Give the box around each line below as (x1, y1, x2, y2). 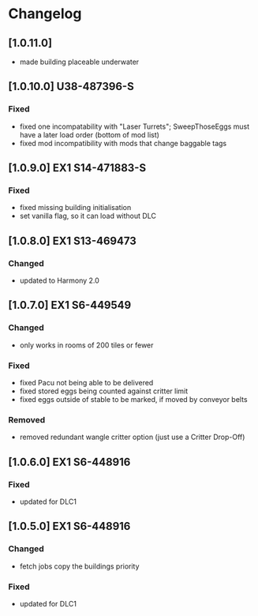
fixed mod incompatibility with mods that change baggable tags (19, 138, 227, 148)
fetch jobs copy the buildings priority (19, 562, 140, 571)
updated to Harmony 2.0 (19, 276, 100, 285)
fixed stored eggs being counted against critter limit (19, 386, 189, 396)
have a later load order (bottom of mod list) (19, 130, 160, 139)
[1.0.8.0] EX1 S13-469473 (8, 234, 136, 247)
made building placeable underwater (19, 57, 140, 66)
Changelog (8, 5, 82, 23)
